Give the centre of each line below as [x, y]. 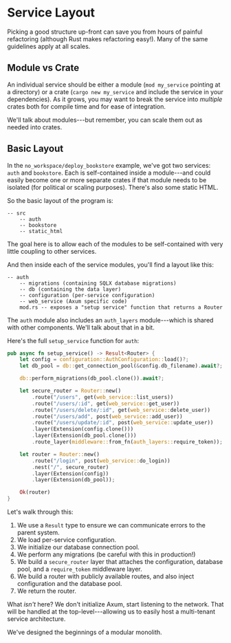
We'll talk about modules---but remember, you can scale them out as [105, 120]
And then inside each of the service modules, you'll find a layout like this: [111, 264]
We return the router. [47, 591]
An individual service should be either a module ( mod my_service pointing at [114, 85]
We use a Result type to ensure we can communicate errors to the [111, 525]
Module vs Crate [43, 68]
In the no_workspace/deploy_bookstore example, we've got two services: [109, 165]
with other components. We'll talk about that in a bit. [81, 327]
